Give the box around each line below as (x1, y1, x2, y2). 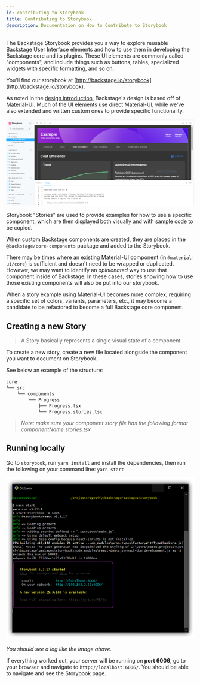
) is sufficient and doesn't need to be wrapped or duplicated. (24, 260, 174, 267)
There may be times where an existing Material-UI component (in (6, 254, 167, 261)
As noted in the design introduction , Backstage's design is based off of (6, 95, 181, 102)
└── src (6, 385, 26, 391)
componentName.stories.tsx (20, 426, 91, 433)
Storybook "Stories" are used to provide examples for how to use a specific (6, 212, 192, 219)
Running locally (6, 443, 66, 453)
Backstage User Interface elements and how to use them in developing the (6, 46, 190, 53)
